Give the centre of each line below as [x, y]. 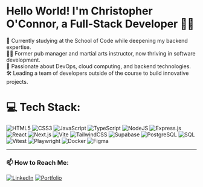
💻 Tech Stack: [43, 107]
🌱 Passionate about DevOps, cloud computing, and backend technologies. [99, 66]
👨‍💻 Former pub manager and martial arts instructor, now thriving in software [101, 53]
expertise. [19, 47]
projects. [17, 81]
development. [23, 60]
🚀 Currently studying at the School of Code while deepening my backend [97, 40]
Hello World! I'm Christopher [79, 11]
